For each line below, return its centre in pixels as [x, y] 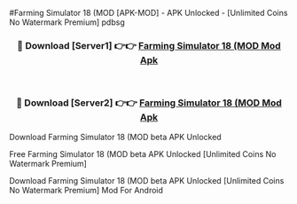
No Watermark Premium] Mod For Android [86, 190]
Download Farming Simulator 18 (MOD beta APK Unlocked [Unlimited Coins [147, 180]
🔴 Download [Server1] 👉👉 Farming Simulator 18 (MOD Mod [149, 45]
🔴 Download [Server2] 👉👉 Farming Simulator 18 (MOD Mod [149, 103]
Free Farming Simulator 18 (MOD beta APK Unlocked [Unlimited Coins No [143, 153]
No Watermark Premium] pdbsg [67, 22]
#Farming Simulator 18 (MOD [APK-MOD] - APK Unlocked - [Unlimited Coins [148, 13]
